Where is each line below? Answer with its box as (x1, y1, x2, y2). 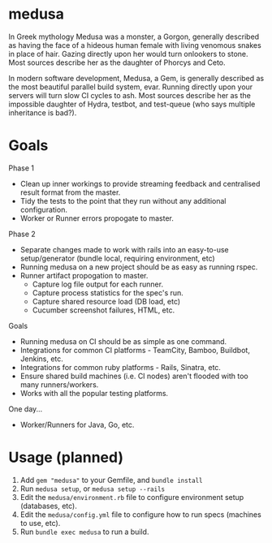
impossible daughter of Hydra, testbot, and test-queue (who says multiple (8, 99, 256, 109)
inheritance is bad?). (8, 107, 77, 118)
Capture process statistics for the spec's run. (32, 287, 184, 297)
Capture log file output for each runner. (32, 279, 164, 289)
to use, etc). (19, 518, 61, 528)
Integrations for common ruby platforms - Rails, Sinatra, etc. (19, 362, 222, 372)
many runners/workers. (19, 379, 99, 390)
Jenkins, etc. (19, 354, 63, 364)
